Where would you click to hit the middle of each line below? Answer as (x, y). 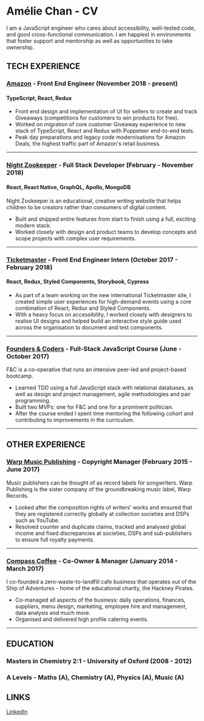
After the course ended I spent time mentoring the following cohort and (104, 413)
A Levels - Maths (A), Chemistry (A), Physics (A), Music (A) (95, 677)
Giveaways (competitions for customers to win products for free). (97, 118)
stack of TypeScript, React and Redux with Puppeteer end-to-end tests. (105, 131)
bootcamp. (20, 376)
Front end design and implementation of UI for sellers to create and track (106, 112)
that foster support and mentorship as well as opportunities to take (90, 41)
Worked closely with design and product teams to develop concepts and (106, 232)
